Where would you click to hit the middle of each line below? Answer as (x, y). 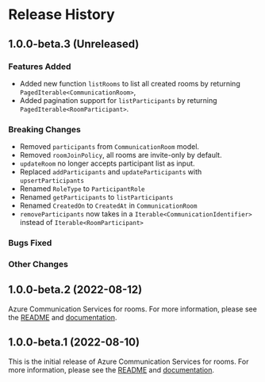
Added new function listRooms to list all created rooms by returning (130, 83)
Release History (61, 15)
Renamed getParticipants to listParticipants (96, 197)
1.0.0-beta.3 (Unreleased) (74, 44)
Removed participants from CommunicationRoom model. (109, 147)
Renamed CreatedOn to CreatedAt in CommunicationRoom (108, 206)
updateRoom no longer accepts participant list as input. (108, 163)
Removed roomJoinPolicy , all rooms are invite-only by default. (121, 155)
